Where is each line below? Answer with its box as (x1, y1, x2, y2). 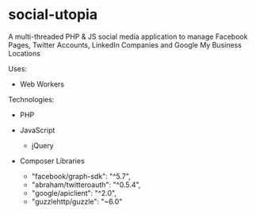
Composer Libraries (19, 156, 85, 166)
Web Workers (19, 79, 65, 89)
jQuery (31, 140, 54, 150)
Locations (8, 48, 41, 58)
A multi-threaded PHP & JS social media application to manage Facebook (8, 32, 248, 41)
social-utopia (8, 6, 97, 24)
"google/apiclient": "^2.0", (31, 188, 117, 197)
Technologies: (8, 94, 55, 104)
